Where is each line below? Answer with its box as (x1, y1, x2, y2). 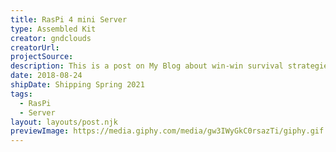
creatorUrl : (10, 42, 60, 53)
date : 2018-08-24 (10, 71, 83, 81)
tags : (10, 89, 33, 99)
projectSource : (10, 52, 74, 62)
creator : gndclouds (10, 33, 92, 43)
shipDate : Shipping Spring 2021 (10, 80, 145, 90)
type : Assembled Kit (10, 24, 97, 34)
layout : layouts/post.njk (10, 117, 118, 127)
